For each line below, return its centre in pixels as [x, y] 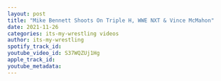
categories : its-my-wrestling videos [63, 33]
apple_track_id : [31, 60]
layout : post [27, 14]
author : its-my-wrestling [45, 40]
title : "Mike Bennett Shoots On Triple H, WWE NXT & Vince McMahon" [111, 20]
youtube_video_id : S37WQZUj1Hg [54, 54]
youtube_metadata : [34, 66]
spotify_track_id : [34, 46]
